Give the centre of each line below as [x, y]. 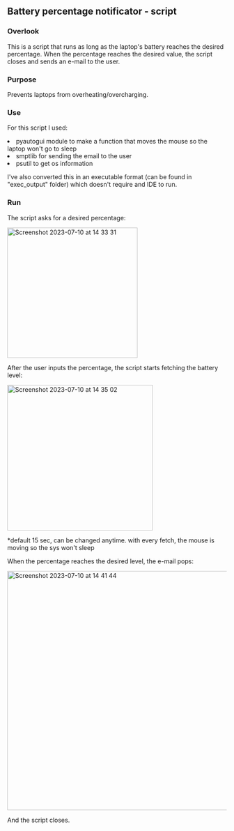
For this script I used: [38, 128]
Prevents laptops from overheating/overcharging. [78, 94]
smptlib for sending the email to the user [74, 156]
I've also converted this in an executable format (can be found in [100, 177]
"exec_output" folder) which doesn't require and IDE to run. [92, 185]
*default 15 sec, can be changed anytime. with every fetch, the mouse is [111, 540]
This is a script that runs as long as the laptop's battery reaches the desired [116, 46]
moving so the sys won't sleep [51, 547]
